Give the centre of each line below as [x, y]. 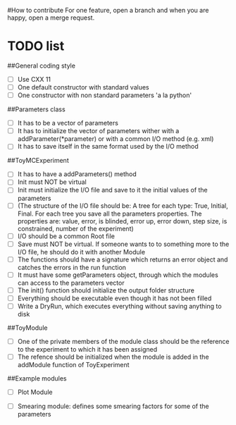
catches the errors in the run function [72, 267]
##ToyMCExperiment [38, 161]
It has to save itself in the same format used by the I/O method [108, 147]
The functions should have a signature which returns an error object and [123, 259]
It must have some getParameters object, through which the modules [118, 275]
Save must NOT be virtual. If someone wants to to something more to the [123, 244]
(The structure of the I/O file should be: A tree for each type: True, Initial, [123, 205]
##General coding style [42, 66]
